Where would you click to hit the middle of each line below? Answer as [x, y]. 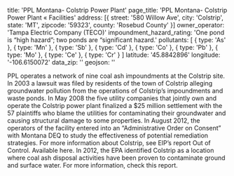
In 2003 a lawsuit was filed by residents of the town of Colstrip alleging [110, 83]
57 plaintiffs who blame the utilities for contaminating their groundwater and [117, 113]
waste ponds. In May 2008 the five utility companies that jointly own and [112, 98]
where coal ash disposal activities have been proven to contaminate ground [116, 158]
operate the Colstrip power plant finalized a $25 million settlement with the [115, 106]
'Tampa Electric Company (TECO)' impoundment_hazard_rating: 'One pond [116, 32]
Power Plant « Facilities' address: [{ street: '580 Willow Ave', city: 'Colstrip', [116, 18]
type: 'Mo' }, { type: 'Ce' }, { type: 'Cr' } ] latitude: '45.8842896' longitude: [114, 55]
